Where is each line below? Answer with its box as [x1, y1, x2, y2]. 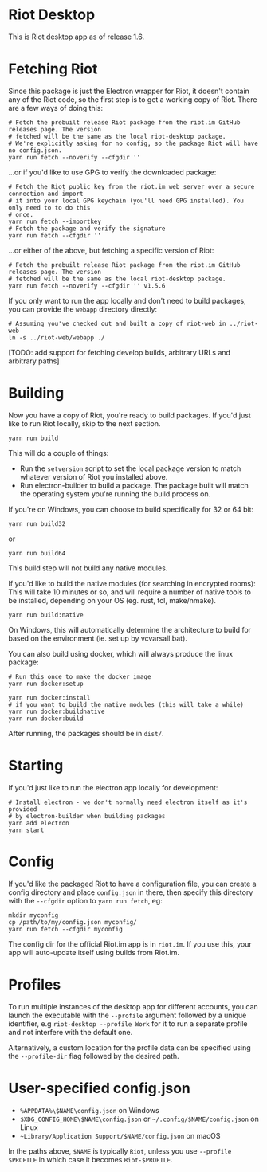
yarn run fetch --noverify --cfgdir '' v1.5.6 [8, 281, 166, 290]
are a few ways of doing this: [8, 103, 104, 112]
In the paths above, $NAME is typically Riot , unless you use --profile [8, 1146, 232, 1156]
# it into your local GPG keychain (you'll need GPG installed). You [8, 197, 245, 205]
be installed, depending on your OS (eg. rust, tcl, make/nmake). [8, 595, 217, 605]
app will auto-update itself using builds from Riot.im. [8, 947, 179, 957]
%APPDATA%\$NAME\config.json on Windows [19, 1105, 159, 1115]
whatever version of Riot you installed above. [19, 472, 168, 481]
